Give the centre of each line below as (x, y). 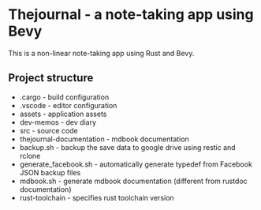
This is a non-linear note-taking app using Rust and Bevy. (101, 53)
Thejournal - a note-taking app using (131, 15)
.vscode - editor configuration (68, 105)
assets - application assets (63, 114)
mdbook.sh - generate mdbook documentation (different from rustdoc (134, 181)
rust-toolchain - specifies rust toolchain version (97, 197)
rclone (30, 156)
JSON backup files (50, 172)
